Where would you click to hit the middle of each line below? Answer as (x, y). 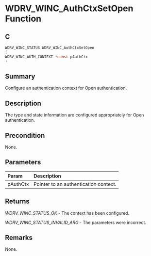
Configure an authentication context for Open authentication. (66, 88)
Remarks (19, 237)
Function (23, 19)
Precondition (25, 136)
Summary (20, 76)
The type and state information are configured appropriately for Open (75, 115)
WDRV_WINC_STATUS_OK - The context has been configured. (67, 213)
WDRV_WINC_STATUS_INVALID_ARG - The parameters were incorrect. (76, 222)
